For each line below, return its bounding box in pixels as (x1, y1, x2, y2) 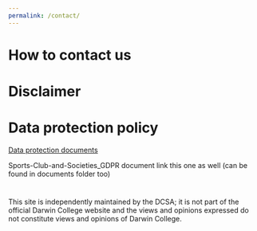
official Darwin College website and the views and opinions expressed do (8, 206, 249, 215)
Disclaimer (8, 83, 81, 100)
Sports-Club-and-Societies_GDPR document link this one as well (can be (8, 160, 248, 170)
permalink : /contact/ (8, 11, 81, 20)
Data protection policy (8, 119, 159, 137)
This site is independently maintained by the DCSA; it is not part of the (8, 197, 239, 207)
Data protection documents (8, 145, 98, 155)
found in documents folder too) (8, 169, 111, 178)
